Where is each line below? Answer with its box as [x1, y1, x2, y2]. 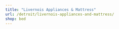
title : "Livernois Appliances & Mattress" [5, 7, 96, 12]
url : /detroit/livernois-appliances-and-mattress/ [5, 12, 114, 17]
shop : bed [5, 16, 26, 21]
